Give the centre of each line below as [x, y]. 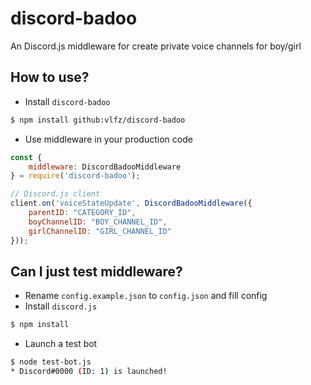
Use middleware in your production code [108, 139]
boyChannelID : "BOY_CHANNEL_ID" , [98, 222]
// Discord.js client [55, 194]
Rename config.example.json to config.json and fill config [146, 296]
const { [26, 157]
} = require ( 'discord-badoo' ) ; [75, 176]
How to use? [50, 77]
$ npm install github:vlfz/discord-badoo [98, 120]
